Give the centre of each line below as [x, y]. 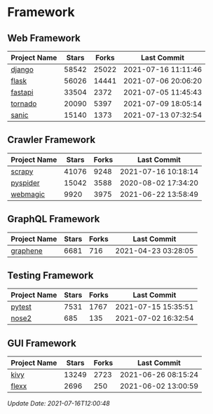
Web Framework [44, 38]
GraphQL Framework [54, 219]
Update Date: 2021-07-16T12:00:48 [59, 403]
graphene [27, 251]
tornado [24, 104]
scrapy [22, 171]
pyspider [25, 183]
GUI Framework [42, 343]
